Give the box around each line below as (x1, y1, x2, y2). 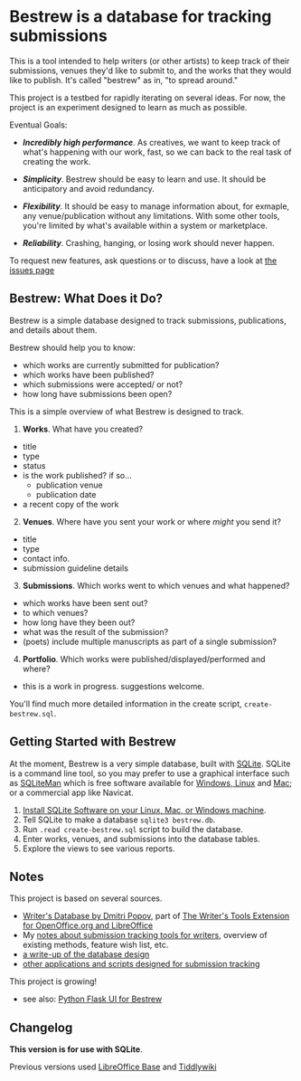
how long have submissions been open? (22, 388, 173, 399)
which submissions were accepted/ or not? (22, 378, 183, 390)
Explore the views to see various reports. (22, 843, 175, 854)
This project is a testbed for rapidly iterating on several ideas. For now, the (9, 92, 287, 103)
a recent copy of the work (22, 498, 119, 509)
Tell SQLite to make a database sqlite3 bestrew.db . (22, 814, 216, 825)
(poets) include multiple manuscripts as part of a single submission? (22, 636, 277, 647)
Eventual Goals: (9, 119, 68, 130)
